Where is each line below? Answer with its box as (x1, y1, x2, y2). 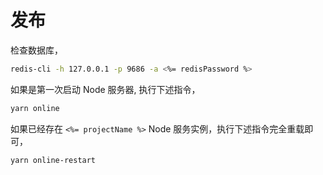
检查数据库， (10, 44, 63, 56)
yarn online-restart (10, 155, 97, 165)
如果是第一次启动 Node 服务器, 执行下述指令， (10, 83, 201, 95)
